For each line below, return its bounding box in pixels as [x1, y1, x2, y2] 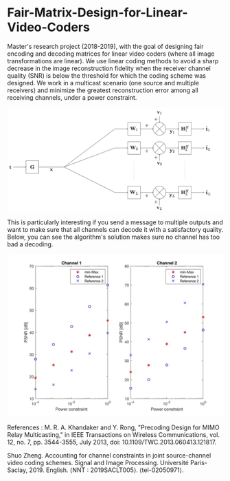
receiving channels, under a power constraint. [7, 93, 137, 101]
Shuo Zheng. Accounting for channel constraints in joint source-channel [7, 451, 211, 460]
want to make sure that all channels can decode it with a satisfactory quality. [7, 226, 224, 234]
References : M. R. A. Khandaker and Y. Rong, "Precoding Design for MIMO [7, 423, 220, 431]
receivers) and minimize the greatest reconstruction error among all [7, 86, 198, 94]
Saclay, [7, 466, 28, 474]
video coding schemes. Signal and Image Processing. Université [7, 459, 189, 467]
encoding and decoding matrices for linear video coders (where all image [7, 50, 215, 58]
